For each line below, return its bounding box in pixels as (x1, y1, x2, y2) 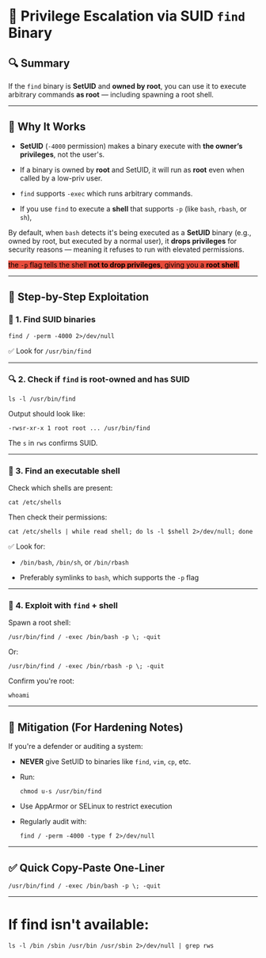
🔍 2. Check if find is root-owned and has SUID (8, 374, 190, 385)
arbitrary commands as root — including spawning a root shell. (8, 90, 214, 99)
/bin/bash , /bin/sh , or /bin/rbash (19, 557, 129, 567)
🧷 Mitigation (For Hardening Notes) (8, 720, 184, 734)
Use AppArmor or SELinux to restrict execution (19, 801, 173, 811)
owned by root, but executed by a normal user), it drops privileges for (8, 236, 237, 245)
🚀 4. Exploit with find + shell (8, 600, 119, 611)
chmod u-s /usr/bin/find (19, 788, 102, 796)
